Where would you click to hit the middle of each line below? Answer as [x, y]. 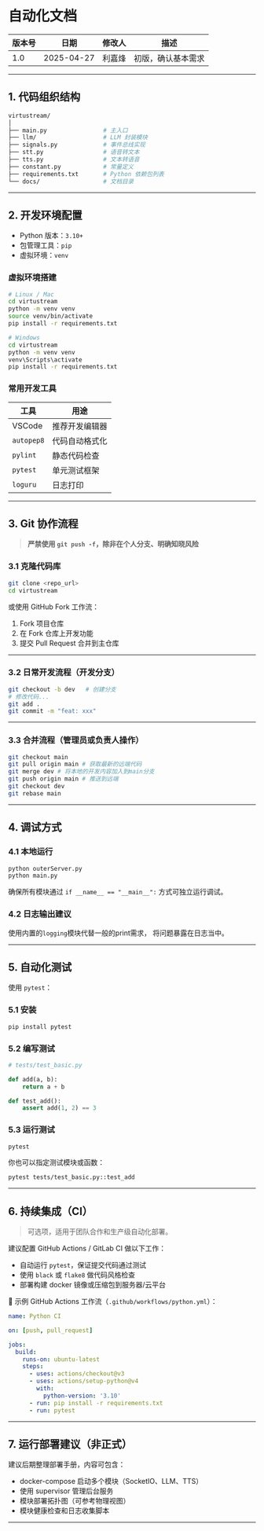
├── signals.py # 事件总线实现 [77, 145]
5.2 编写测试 [31, 1048]
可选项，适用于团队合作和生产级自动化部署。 [100, 1232]
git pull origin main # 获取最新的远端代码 [75, 764]
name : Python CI [35, 1316]
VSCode [27, 425]
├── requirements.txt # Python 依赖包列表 [86, 174]
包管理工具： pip [46, 245]
